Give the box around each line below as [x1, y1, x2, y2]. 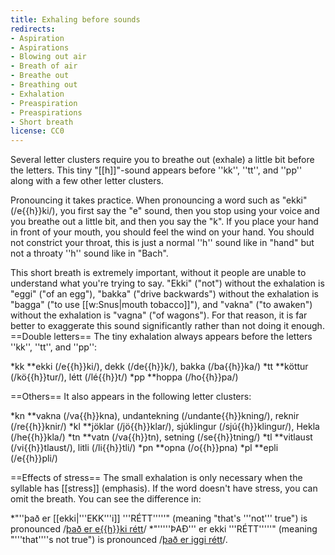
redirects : [10, 24, 56, 34]
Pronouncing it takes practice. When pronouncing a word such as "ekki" [10, 194, 308, 206]
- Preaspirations [10, 107, 83, 118]
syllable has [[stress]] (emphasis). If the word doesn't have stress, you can [10, 482, 318, 495]
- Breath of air [10, 61, 78, 71]
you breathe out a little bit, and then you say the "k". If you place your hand [10, 216, 319, 228]
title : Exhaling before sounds [10, 14, 141, 25]
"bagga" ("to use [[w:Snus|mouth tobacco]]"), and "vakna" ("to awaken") [10, 299, 313, 311]
